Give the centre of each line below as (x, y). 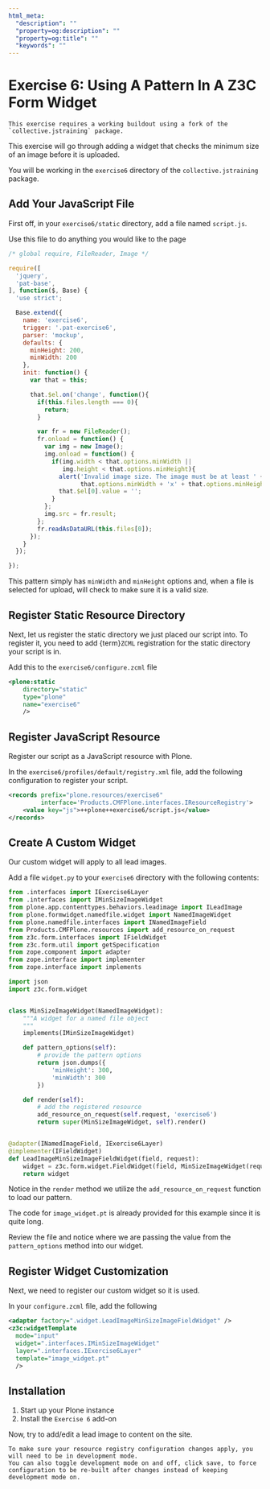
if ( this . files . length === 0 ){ (88, 402)
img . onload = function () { (89, 454)
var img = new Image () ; (84, 447)
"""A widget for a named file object (86, 1018)
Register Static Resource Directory (97, 615)
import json (28, 982)
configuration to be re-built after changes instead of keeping (118, 1470)
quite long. (26, 1222)
